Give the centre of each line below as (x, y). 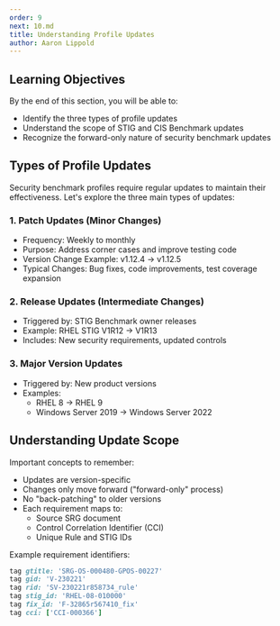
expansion (41, 278)
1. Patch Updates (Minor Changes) (86, 220)
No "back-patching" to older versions (92, 499)
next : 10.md (32, 26)
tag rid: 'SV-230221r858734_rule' (74, 588)
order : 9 (26, 18)
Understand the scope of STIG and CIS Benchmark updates (133, 128)
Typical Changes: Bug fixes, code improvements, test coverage (140, 269)
